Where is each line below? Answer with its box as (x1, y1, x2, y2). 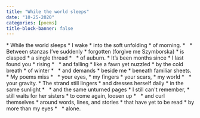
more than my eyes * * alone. (6, 105, 81, 112)
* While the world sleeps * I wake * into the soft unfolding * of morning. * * (6, 42, 193, 49)
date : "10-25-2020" (6, 14, 55, 20)
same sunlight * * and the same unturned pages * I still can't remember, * (6, 86, 190, 93)
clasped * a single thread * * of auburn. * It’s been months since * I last (6, 54, 184, 61)
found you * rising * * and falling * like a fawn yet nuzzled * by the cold (6, 61, 184, 68)
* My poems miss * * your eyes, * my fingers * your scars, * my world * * (6, 73, 192, 80)
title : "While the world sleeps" (6, 8, 90, 15)
